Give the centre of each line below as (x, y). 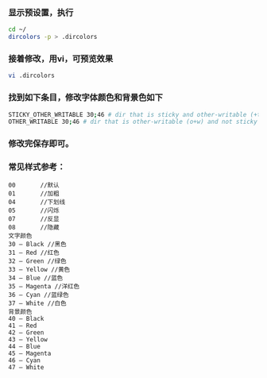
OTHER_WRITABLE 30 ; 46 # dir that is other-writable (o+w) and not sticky (133, 122)
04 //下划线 (37, 202)
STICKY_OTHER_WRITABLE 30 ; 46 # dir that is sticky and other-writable (128, 114)
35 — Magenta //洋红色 (44, 287)
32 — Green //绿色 (37, 261)
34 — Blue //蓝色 (36, 278)
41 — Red (23, 326)
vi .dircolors (32, 76)
